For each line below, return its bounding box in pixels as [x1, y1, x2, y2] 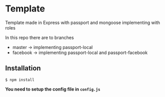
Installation [5, 64, 41, 72]
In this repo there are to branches [5, 34, 74, 40]
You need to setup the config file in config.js [5, 86, 100, 92]
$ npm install [5, 77, 35, 82]
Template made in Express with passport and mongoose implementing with [5, 19, 160, 25]
